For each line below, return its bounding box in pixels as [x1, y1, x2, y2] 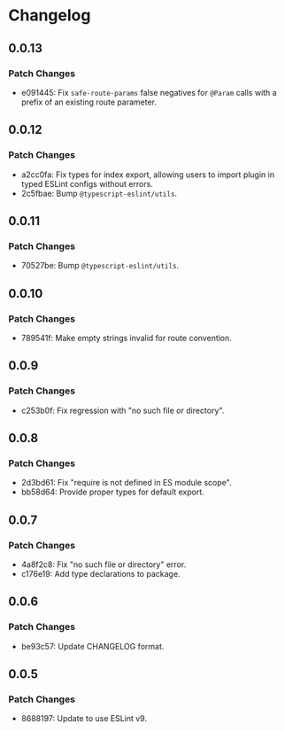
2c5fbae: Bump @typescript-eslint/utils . [20, 188, 178, 198]
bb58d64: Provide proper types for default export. [20, 486, 204, 497]
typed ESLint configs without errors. [20, 178, 154, 189]
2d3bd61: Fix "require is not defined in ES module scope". [20, 478, 232, 488]
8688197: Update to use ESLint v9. [20, 713, 148, 724]
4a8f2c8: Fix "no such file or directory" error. [20, 559, 187, 570]
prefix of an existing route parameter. [20, 97, 157, 107]
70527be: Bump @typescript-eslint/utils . [20, 261, 179, 271]
